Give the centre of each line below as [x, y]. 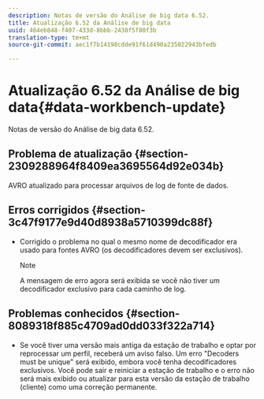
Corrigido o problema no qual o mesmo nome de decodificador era [128, 241]
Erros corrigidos [49, 210]
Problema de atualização [70, 154]
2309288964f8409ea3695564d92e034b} [116, 166]
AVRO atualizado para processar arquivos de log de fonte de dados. [119, 185]
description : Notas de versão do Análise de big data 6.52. [109, 15]
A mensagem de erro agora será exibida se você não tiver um [120, 280]
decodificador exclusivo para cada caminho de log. [103, 289]
